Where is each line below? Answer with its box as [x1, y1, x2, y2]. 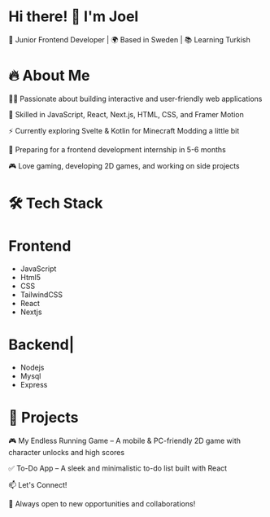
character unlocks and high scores [8, 447, 124, 457]
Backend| [8, 335, 75, 354]
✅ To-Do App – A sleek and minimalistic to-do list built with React [8, 463, 228, 473]
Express [20, 379, 48, 389]
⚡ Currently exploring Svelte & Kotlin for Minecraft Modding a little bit [8, 125, 240, 135]
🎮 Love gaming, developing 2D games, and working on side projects [8, 160, 240, 170]
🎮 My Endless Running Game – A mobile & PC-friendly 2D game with [8, 436, 242, 445]
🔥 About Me [8, 67, 90, 85]
